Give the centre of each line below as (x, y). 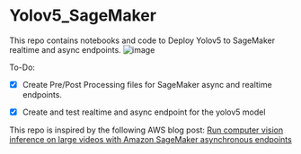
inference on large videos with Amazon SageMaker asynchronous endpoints (150, 140)
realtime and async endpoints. (65, 49)
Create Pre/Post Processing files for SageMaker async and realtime (147, 84)
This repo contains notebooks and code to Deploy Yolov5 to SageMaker (142, 40)
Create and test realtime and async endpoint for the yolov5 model (144, 112)
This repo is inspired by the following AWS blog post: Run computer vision (146, 130)
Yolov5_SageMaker (83, 16)
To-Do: (22, 67)
